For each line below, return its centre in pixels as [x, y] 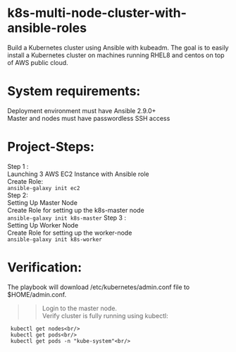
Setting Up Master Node [42, 202]
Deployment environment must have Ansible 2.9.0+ [82, 110]
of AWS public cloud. [38, 62]
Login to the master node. [80, 308]
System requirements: [74, 92]
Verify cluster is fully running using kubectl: [105, 315]
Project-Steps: [51, 147]
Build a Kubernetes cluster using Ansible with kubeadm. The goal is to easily [118, 47]
